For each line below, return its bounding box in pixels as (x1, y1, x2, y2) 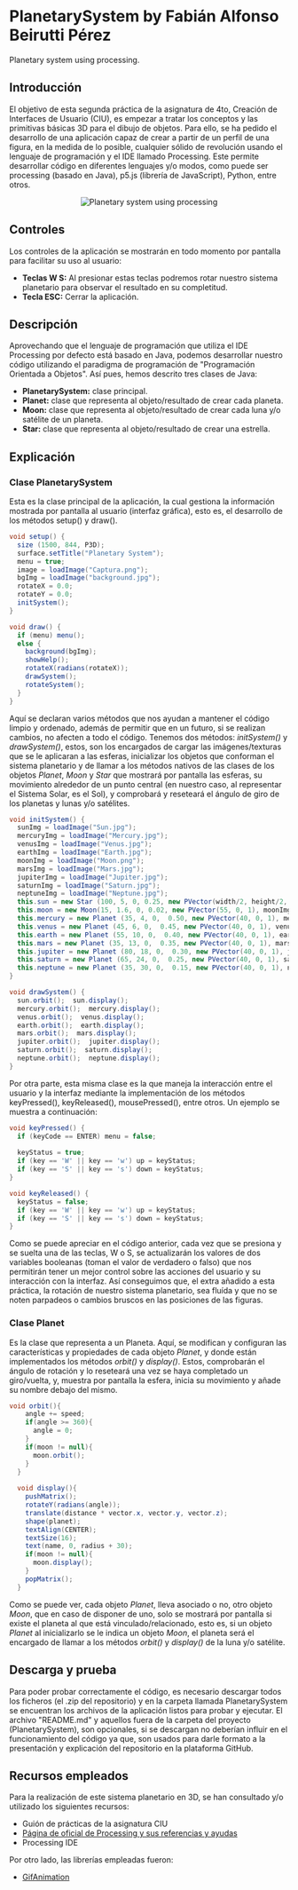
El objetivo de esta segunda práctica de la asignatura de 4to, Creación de (9, 104, 278, 115)
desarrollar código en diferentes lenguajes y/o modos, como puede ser (9, 160, 269, 170)
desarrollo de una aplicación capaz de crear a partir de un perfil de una (9, 131, 270, 143)
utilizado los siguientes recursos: (9, 1801, 129, 1812)
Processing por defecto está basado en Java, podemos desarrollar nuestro (9, 350, 284, 360)
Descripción (9, 317, 78, 332)
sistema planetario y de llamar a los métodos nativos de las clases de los (9, 760, 275, 771)
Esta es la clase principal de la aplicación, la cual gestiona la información (9, 496, 275, 507)
